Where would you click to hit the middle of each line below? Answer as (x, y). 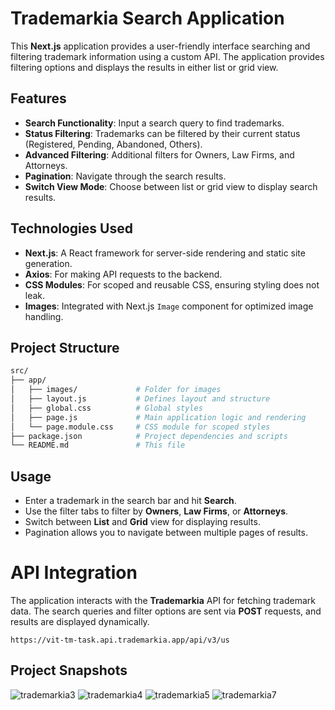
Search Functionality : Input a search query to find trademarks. (154, 123)
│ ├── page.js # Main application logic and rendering (158, 417)
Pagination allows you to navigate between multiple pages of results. (166, 533)
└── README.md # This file (98, 445)
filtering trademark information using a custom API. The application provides (167, 56)
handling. (44, 316)
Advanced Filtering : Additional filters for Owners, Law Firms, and (159, 154)
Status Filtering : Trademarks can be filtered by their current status (162, 133)
